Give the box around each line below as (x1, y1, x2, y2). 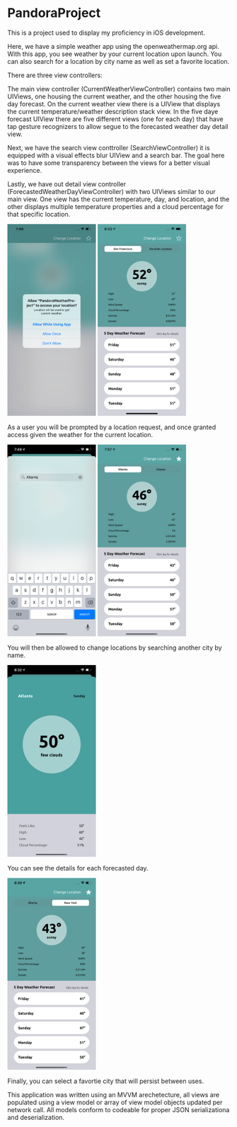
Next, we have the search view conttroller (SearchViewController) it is (7, 143, 210, 152)
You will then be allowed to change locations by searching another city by (7, 643, 222, 652)
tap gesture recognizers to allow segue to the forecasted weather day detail (7, 122, 229, 130)
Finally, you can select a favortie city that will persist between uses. (7, 1077, 204, 1085)
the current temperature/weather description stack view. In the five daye (7, 107, 219, 115)
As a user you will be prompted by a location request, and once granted (7, 423, 216, 431)
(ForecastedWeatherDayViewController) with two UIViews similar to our (7, 187, 216, 196)
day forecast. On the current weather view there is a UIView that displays (7, 99, 221, 108)
